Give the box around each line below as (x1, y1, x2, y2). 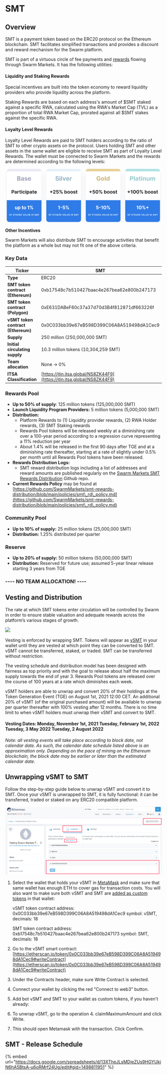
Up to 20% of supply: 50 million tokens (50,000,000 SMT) (12, 555, 133, 561)
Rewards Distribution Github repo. (19, 476, 89, 482)
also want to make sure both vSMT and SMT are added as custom (12, 890, 148, 896)
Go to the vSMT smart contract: (12, 945, 78, 951)
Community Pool (5, 515, 46, 522)
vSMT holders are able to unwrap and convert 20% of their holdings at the (5, 688, 158, 694)
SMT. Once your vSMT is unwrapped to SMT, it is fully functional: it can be (5, 791, 158, 797)
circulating (7, 347, 30, 353)
